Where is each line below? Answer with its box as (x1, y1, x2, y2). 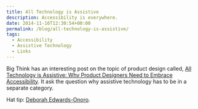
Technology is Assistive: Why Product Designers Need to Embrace (6, 71, 173, 79)
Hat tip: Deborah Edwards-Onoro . (6, 96, 90, 103)
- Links (12, 48, 32, 54)
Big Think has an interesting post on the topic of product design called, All (6, 65, 192, 72)
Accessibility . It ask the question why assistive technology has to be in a (6, 78, 187, 85)
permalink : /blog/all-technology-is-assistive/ (6, 25, 129, 32)
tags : (6, 31, 20, 38)
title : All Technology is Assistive (6, 8, 99, 15)
